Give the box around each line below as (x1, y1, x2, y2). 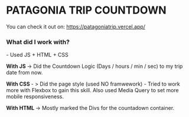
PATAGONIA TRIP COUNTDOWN (6, 4, 167, 17)
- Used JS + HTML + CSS (6, 51, 69, 58)
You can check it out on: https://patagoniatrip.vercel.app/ (6, 23, 146, 30)
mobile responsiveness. (6, 93, 64, 100)
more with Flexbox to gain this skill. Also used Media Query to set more (6, 87, 179, 94)
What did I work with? (6, 38, 70, 46)
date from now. (6, 69, 43, 76)
